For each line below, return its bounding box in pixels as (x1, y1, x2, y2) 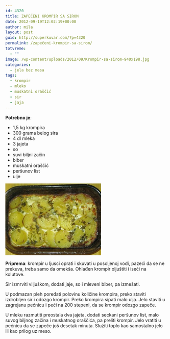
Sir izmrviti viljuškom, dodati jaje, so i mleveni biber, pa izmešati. (5, 281, 140, 287)
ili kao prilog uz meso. (5, 328, 52, 334)
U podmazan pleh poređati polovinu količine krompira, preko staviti (5, 291, 147, 297)
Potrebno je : (5, 114, 32, 120)
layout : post (5, 30, 33, 35)
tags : (5, 73, 17, 78)
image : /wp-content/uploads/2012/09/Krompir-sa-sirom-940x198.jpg (5, 57, 150, 62)
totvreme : (5, 46, 27, 51)
